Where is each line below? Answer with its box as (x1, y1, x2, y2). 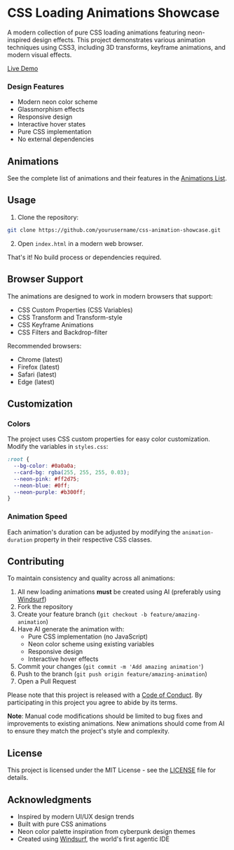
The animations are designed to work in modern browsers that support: (7, 292, 214, 300)
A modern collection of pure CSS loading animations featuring (7, 28, 186, 37)
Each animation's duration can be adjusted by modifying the (7, 528, 181, 536)
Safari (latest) (17, 370, 57, 379)
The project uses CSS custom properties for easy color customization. (7, 435, 210, 443)
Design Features (7, 81, 64, 91)
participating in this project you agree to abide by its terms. (7, 698, 178, 707)
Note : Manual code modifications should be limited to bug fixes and (7, 712, 203, 721)
